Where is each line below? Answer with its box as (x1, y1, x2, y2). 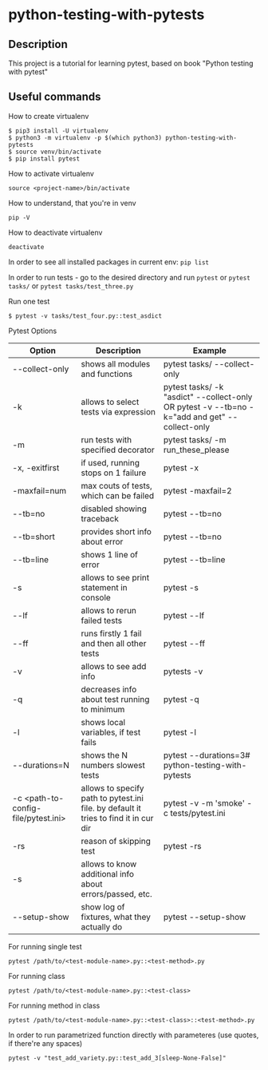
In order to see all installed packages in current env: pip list (8, 257, 210, 267)
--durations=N (12, 759, 70, 771)
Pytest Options (8, 326, 57, 335)
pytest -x (163, 462, 199, 473)
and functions (81, 368, 133, 379)
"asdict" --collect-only (163, 391, 253, 402)
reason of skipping (81, 835, 152, 846)
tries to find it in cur (81, 812, 154, 823)
